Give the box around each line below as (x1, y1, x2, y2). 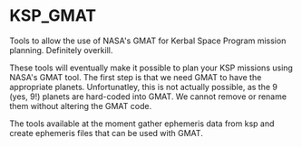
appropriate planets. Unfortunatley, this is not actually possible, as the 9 (9, 81, 278, 92)
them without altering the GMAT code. (9, 100, 152, 111)
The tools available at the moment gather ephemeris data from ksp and (9, 118, 275, 129)
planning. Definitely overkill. (9, 44, 113, 55)
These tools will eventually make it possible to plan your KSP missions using (9, 62, 293, 73)
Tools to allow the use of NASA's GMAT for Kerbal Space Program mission (9, 35, 287, 46)
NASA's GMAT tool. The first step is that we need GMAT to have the (9, 71, 262, 82)
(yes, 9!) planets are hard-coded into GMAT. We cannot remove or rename (9, 91, 287, 102)
